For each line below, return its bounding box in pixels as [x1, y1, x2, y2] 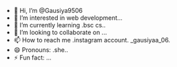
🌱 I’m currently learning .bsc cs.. [13, 21, 106, 29]
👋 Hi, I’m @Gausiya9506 [13, 7, 83, 14]
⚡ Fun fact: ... [13, 53, 52, 62]
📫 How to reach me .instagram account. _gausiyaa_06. [13, 36, 171, 44]
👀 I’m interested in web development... [13, 14, 123, 22]
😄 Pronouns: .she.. [13, 46, 69, 54]
